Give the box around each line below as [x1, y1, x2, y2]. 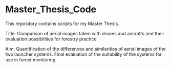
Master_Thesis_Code [5, 4, 97, 15]
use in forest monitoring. [5, 56, 57, 62]
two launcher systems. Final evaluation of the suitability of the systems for [5, 51, 162, 57]
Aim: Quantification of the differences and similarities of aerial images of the [5, 46, 166, 52]
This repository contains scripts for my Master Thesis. [5, 20, 119, 27]
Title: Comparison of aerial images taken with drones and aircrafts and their [5, 30, 165, 36]
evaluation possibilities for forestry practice [5, 36, 97, 42]
